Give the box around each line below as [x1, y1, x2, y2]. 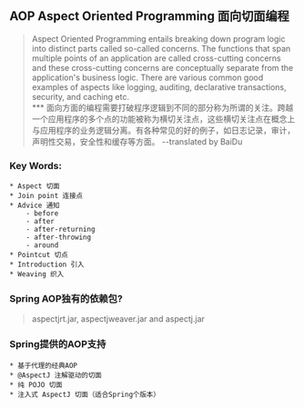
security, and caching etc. [31, 91, 130, 102]
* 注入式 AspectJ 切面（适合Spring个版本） [9, 390, 161, 399]
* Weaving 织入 [9, 270, 65, 279]
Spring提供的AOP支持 [9, 338, 106, 351]
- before [25, 209, 59, 218]
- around [25, 241, 59, 250]
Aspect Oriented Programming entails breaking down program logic [31, 33, 286, 44]
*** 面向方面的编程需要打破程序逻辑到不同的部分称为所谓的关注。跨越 [31, 102, 294, 113]
